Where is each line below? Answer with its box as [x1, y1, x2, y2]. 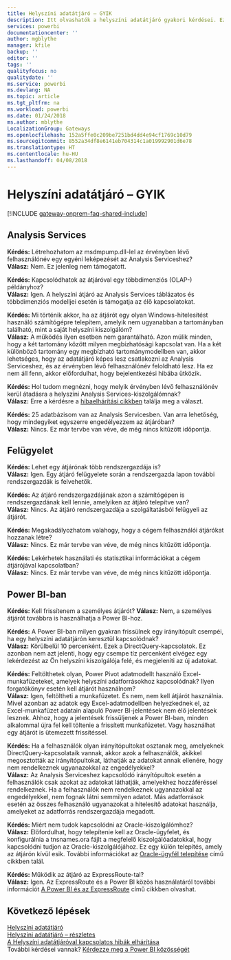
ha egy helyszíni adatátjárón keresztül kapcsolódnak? [7, 635, 159, 643]
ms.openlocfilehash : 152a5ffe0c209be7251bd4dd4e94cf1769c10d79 [7, 131, 192, 138]
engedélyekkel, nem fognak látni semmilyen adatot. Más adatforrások [7, 793, 204, 801]
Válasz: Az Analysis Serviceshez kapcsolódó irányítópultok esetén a [7, 771, 201, 779]
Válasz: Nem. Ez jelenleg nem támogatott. [7, 262, 126, 270]
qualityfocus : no [7, 67, 57, 74]
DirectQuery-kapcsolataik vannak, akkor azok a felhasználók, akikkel [7, 749, 202, 757]
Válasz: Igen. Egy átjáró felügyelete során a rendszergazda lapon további [7, 470, 215, 478]
